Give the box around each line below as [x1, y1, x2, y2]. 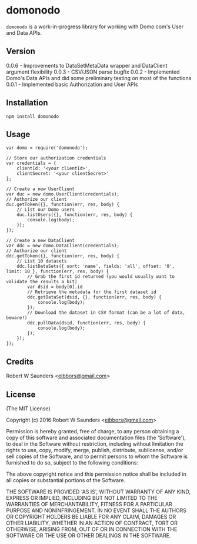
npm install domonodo [6, 113, 59, 120]
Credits [6, 357, 34, 367]
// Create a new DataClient [6, 238, 75, 244]
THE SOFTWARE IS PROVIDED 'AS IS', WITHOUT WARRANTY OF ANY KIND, [6, 488, 191, 495]
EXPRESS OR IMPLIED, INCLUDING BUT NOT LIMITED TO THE [6, 495, 158, 501]
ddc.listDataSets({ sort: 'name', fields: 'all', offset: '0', [16, 263, 175, 270]
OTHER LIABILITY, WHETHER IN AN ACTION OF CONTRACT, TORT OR [6, 519, 178, 526]
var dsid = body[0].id [27, 284, 83, 290]
